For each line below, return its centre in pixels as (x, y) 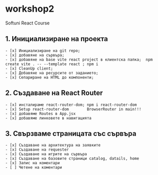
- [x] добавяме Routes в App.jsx (41, 113)
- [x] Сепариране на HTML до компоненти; (50, 77)
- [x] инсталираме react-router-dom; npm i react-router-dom (71, 105)
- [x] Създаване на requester (37, 150)
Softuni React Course (27, 23)
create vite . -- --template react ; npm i (52, 64)
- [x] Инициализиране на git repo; (43, 51)
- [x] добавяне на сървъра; (35, 55)
